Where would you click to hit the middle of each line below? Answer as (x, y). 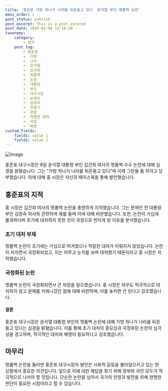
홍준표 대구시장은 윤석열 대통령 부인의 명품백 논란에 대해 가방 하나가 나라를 (78, 321)
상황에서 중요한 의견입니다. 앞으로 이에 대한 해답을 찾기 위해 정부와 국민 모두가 (81, 370)
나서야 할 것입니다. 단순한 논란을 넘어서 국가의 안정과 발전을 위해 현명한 (92, 377)
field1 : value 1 (31, 136)
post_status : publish (28, 19)
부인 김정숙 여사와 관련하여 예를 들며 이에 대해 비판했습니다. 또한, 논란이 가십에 (82, 214)
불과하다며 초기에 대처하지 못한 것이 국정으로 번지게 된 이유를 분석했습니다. (78, 220)
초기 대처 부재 (21, 234)
